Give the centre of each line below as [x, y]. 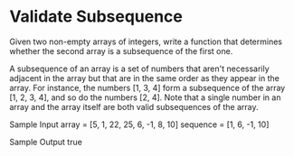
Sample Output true [46, 142]
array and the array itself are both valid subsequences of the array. [134, 106]
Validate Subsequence [96, 17]
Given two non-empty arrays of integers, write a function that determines [146, 41]
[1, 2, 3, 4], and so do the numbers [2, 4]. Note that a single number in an [145, 97]
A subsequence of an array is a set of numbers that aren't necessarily [139, 69]
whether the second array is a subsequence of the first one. [121, 50]
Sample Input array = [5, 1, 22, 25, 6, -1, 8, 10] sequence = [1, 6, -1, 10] [139, 124]
